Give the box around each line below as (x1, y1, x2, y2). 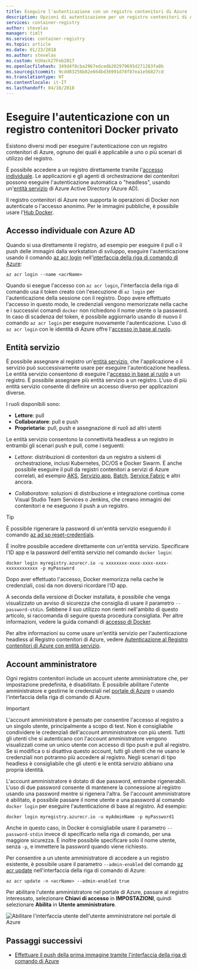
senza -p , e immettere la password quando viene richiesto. (6, 843, 148, 850)
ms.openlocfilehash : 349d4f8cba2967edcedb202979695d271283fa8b (6, 63, 164, 69)
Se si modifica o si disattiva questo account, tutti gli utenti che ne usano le (6, 747, 186, 755)
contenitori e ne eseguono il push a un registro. (14, 502, 129, 509)
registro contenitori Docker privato (6, 123, 179, 136)
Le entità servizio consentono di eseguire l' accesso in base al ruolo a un (6, 371, 181, 378)
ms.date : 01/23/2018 (6, 47, 57, 53)
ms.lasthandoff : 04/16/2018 (6, 85, 75, 91)
